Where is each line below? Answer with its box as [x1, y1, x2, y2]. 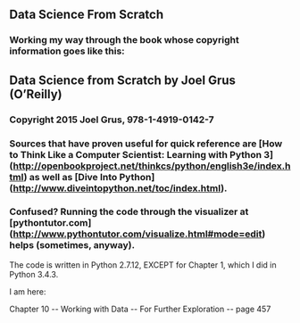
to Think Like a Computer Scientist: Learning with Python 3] [9, 148, 274, 161]
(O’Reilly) [9, 87, 62, 102]
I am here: [9, 286, 46, 297]
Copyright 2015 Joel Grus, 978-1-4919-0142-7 [9, 113, 214, 126]
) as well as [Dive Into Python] [23, 170, 155, 183]
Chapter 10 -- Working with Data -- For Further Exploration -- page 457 [9, 303, 271, 314]
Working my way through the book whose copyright [9, 34, 239, 46]
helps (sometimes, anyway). [9, 239, 136, 252]
